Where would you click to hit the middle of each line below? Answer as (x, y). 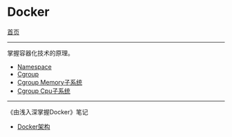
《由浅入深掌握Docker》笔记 (48, 112)
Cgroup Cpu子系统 (43, 91)
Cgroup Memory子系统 (50, 82)
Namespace (34, 67)
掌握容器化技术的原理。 (40, 53)
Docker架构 (33, 126)
